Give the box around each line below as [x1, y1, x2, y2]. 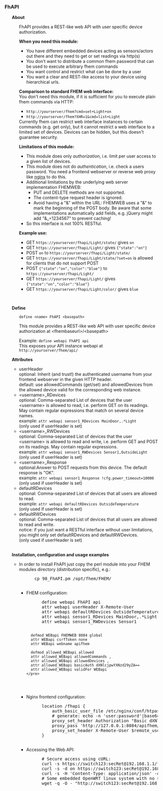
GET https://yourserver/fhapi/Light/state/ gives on [26, 240, 134, 245]
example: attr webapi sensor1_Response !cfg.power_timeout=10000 [18, 475, 154, 481]
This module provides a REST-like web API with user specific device [18, 323, 156, 329]
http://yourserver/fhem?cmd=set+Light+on [26, 109, 111, 114]
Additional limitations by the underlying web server [26, 179, 128, 185]
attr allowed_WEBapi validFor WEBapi [30, 667, 108, 672]
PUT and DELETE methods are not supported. [33, 189, 126, 196]
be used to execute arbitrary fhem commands [26, 63, 118, 69]
